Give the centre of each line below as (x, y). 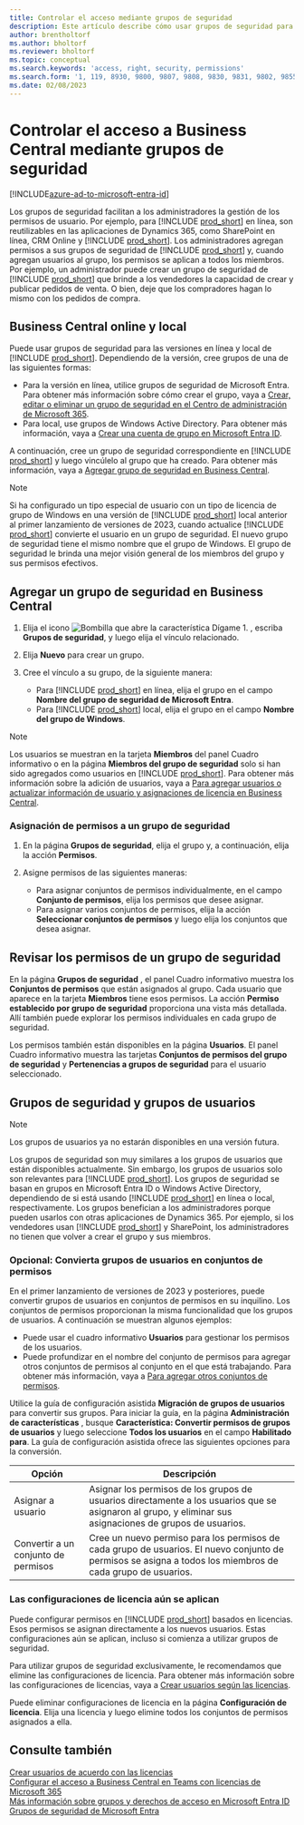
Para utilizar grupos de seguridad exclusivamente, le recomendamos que (146, 1665)
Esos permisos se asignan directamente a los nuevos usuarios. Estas (138, 1628)
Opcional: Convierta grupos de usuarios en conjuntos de (137, 1260)
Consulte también (61, 1750)
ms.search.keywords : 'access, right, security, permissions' (127, 69)
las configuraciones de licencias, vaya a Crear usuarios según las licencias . (150, 1684)
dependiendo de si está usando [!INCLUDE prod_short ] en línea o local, (142, 1198)
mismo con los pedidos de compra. (75, 298)
